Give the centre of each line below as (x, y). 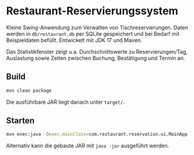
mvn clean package (29, 91)
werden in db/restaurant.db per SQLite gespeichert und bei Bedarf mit (93, 33)
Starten (20, 121)
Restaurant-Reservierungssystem (92, 11)
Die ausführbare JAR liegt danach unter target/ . (65, 102)
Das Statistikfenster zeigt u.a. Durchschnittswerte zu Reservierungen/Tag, (97, 51)
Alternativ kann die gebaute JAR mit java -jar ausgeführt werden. (88, 146)
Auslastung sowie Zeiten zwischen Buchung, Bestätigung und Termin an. (96, 58)
